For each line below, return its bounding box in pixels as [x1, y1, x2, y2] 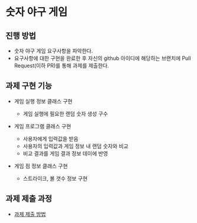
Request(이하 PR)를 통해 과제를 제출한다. [14, 62, 110, 69]
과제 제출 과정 [5, 194, 52, 204]
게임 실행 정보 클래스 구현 [14, 98, 73, 105]
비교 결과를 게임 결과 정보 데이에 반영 [22, 149, 109, 157]
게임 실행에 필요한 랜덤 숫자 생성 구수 [22, 110, 109, 117]
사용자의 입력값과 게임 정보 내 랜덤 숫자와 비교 [22, 142, 129, 149]
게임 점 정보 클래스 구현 [14, 162, 68, 169]
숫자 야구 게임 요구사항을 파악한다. [14, 48, 93, 54]
